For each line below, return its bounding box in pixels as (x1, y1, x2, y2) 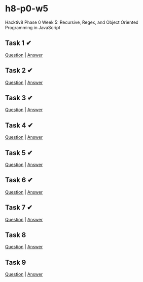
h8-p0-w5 (5, 3, 48, 14)
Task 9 (5, 258, 26, 267)
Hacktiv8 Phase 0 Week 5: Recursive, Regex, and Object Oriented (5, 19, 139, 25)
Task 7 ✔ (5, 203, 33, 212)
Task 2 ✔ (5, 66, 33, 75)
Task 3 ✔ (5, 93, 33, 102)
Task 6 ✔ (5, 176, 33, 184)
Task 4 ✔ (5, 121, 34, 129)
